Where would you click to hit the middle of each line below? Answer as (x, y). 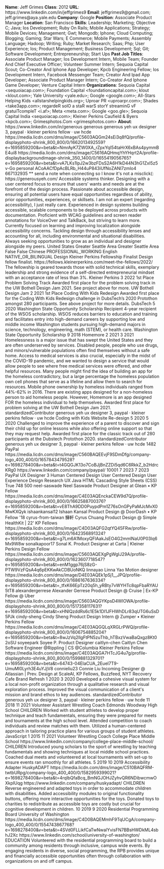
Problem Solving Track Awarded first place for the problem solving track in (80, 283)
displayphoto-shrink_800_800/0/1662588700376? (56, 501)
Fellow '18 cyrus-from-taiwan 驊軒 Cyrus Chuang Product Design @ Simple (81, 517)
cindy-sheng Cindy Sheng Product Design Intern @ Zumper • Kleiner (85, 617)
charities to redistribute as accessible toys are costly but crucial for (73, 804)
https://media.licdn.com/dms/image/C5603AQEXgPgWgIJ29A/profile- (76, 554)
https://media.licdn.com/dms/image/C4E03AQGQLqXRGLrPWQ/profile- (77, 627)
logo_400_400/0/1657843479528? (40, 459)
